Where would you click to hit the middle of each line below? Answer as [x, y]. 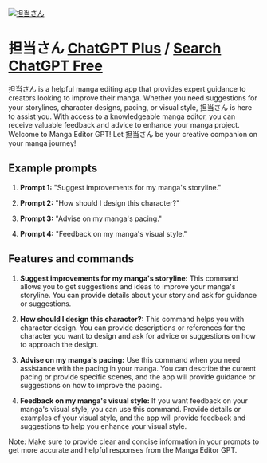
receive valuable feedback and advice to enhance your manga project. [124, 124]
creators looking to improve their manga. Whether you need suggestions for [133, 98]
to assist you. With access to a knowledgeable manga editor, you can [122, 116]
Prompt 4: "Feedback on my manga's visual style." [103, 233]
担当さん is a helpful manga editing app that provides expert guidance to [127, 88]
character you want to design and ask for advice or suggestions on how [138, 335]
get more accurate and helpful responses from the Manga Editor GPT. [123, 449]
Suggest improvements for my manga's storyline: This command [129, 278]
